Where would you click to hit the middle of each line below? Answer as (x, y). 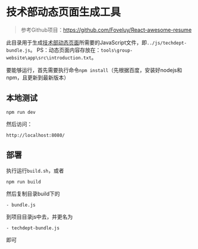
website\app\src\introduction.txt (49, 58)
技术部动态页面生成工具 (64, 12)
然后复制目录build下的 (33, 194)
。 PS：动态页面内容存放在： (65, 50)
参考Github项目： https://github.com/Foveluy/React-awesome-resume (106, 30)
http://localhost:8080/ (36, 135)
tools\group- (117, 50)
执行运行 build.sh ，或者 (35, 170)
